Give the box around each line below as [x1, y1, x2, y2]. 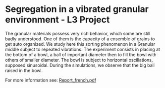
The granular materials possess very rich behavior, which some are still [5, 30, 151, 36]
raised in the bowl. [5, 67, 43, 73]
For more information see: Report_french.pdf [5, 77, 97, 83]
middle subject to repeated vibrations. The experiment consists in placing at [5, 46, 160, 52]
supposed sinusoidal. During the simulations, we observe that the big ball [5, 62, 155, 68]
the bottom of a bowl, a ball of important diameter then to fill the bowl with [5, 51, 157, 58]
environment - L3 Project [5, 14, 110, 25]
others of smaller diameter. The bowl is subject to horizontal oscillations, [5, 57, 153, 63]
